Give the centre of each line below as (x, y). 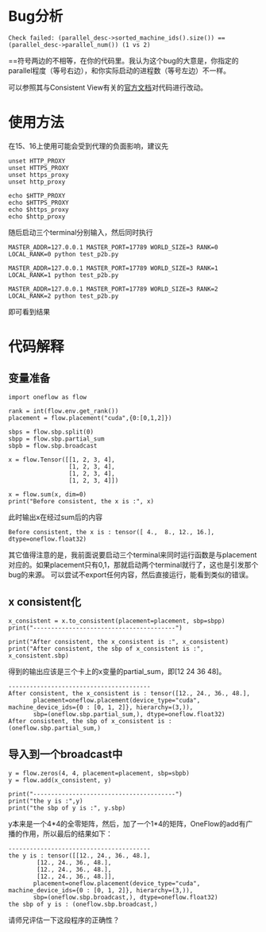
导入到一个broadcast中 (66, 755)
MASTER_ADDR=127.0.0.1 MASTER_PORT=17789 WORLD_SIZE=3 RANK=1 (113, 268)
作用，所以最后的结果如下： (67, 834)
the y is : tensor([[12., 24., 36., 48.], (79, 855)
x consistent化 (45, 602)
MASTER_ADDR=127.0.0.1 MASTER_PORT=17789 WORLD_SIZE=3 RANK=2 (113, 289)
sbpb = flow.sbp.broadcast (53, 445)
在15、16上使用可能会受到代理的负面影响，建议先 (89, 146)
